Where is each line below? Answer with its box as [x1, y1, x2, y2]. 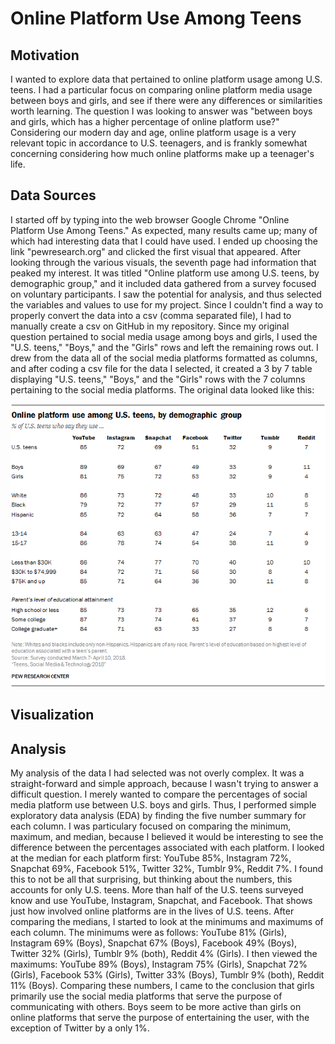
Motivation [10, 47, 80, 64]
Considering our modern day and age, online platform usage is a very [10, 127, 297, 138]
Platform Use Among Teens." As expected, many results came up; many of [10, 224, 318, 236]
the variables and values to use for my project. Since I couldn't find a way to [10, 298, 324, 311]
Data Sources [10, 187, 97, 204]
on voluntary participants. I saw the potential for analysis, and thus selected [10, 288, 322, 300]
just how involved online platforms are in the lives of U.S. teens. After [10, 905, 295, 917]
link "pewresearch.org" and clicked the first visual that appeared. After [10, 245, 302, 257]
